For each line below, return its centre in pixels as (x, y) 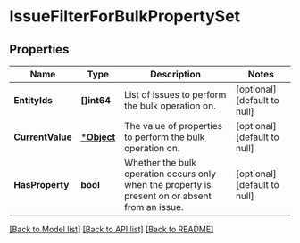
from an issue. (154, 207)
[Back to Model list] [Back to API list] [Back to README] (112, 229)
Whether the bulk (160, 162)
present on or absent (168, 196)
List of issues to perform (175, 95)
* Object (98, 137)
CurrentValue (43, 137)
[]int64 (96, 100)
